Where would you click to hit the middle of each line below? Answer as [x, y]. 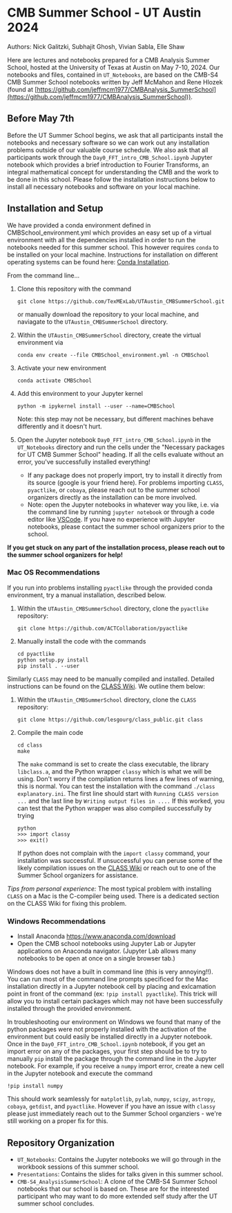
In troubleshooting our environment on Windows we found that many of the [114, 1022]
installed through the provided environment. [70, 1009]
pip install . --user [48, 666]
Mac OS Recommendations [54, 572]
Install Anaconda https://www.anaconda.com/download [96, 936]
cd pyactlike [36, 654]
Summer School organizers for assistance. [77, 875]
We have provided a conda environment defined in [79, 225]
